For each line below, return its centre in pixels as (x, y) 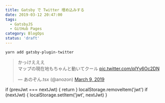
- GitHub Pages (26, 29)
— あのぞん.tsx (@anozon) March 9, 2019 (61, 79)
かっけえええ (31, 62)
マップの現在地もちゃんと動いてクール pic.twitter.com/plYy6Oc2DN (89, 68)
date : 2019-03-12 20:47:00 (34, 15)
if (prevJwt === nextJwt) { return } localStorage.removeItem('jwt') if (76, 89)
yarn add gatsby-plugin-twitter (39, 52)
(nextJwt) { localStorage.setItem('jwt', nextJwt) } (56, 95)
